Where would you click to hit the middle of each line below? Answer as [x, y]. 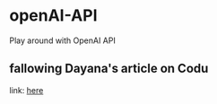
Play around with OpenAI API [63, 40]
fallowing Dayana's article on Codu [109, 69]
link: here [26, 90]
